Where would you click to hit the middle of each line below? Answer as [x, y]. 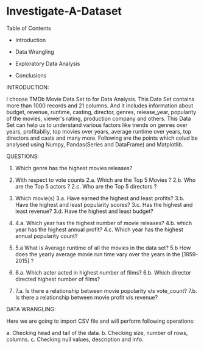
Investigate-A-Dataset [64, 11]
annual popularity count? [46, 236]
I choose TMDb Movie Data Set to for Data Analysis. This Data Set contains [100, 99]
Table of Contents [29, 28]
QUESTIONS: [23, 156]
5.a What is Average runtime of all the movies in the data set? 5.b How [103, 248]
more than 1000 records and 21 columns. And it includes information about [100, 106]
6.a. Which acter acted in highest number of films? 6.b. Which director [103, 272]
